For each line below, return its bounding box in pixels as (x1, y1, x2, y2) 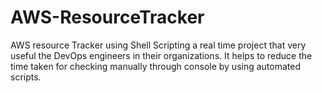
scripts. (10, 71, 42, 83)
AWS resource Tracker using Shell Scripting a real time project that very (10, 39, 307, 51)
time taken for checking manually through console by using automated (10, 60, 302, 72)
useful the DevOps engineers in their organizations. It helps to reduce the (10, 49, 313, 61)
